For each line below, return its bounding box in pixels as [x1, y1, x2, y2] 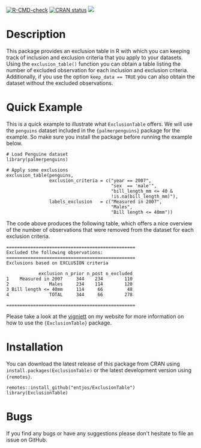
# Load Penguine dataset [6, 151, 68, 157]
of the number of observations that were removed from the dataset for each [6, 226, 194, 233]
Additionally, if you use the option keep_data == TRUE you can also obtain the [6, 73, 195, 80]
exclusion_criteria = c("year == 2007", [49, 178, 152, 184]
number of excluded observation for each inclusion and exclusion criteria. [6, 66, 189, 73]
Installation [6, 340, 64, 354]
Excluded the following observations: [6, 249, 103, 255]
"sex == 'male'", [110, 182, 157, 189]
